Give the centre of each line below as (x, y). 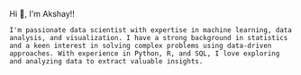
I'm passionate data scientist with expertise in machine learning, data (151, 30)
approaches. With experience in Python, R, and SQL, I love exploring (145, 54)
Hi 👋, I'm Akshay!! (42, 14)
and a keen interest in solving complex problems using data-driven (141, 46)
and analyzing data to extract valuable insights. (106, 62)
